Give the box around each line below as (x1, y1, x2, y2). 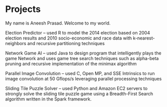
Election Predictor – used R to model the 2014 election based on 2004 (5, 29, 150, 35)
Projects (5, 3, 41, 15)
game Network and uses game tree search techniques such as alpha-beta (5, 55, 159, 61)
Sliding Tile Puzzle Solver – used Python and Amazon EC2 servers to (5, 85, 148, 91)
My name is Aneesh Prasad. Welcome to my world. (5, 20, 111, 26)
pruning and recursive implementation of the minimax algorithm (5, 60, 137, 66)
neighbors (5, 40, 27, 46)
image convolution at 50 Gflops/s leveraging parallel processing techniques (5, 75, 162, 81)
